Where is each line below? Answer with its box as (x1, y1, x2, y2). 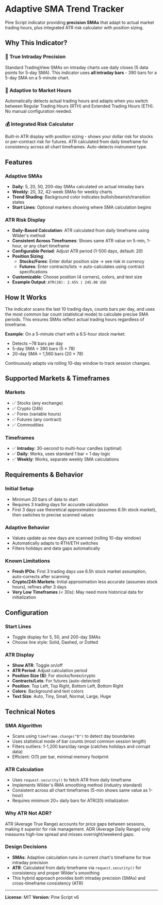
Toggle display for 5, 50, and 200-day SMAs (12, 634, 101, 640)
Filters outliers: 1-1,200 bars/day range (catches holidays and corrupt (12, 743, 150, 749)
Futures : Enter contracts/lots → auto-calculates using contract (19, 264, 145, 269)
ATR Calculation (5, 766, 44, 773)
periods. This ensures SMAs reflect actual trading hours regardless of (5, 317, 145, 322)
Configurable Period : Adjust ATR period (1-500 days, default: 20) (12, 248, 143, 254)
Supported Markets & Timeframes (5, 374, 110, 383)
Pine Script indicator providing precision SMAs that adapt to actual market (5, 19, 154, 25)
